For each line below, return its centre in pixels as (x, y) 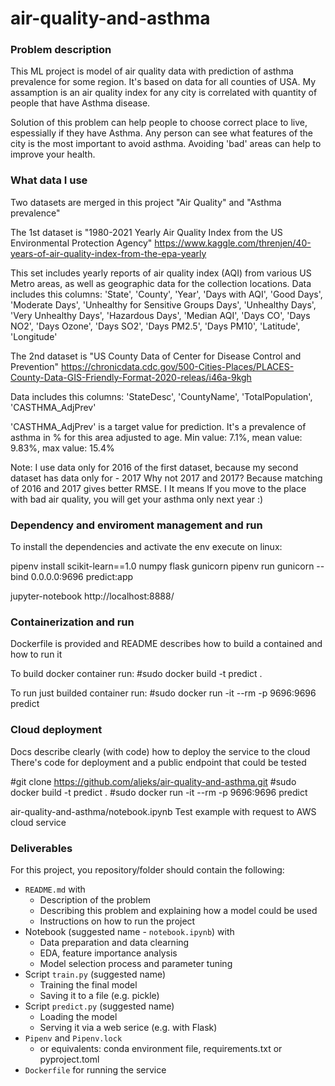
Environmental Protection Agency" (81, 243)
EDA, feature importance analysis (108, 953)
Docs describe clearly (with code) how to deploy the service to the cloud (160, 751)
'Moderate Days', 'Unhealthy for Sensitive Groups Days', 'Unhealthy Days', (163, 304)
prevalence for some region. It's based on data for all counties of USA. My (163, 82)
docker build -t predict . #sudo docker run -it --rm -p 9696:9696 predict (159, 792)
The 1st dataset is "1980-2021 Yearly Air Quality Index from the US (146, 232)
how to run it (36, 654)
